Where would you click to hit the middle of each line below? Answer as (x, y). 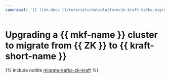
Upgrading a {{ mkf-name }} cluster (82, 34)
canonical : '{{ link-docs (32, 10)
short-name (31, 56)
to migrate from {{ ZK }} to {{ (67, 45)
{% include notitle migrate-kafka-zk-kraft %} (52, 70)
